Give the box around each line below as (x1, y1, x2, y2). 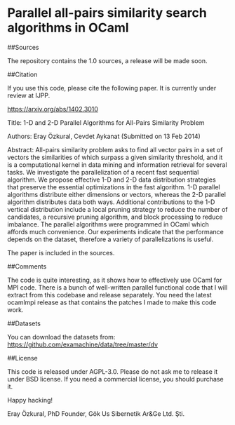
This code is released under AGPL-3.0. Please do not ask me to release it (7, 367, 218, 376)
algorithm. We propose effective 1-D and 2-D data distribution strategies (7, 175, 216, 184)
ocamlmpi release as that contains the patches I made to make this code (7, 298, 217, 306)
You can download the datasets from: (7, 332, 116, 341)
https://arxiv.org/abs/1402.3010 (7, 104, 98, 113)
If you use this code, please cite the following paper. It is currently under (7, 83, 217, 92)
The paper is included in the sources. (7, 248, 115, 257)
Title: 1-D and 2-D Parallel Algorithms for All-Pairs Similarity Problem (7, 118, 205, 127)
